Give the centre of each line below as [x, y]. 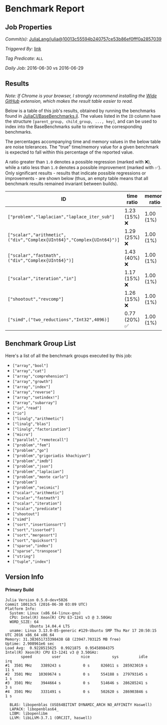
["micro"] [23, 434]
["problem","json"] [33, 466]
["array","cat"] [29, 371]
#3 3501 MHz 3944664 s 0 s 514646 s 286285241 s [77, 683]
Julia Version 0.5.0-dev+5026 [37, 600]
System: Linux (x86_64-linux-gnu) [45, 613]
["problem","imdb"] [33, 461]
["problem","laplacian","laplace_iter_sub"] [61, 217]
